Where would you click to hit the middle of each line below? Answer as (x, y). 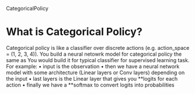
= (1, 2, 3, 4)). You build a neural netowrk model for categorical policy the (94, 54)
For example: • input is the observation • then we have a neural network (93, 66)
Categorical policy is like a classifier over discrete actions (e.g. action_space (98, 48)
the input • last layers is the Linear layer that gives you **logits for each (92, 78)
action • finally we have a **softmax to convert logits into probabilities (90, 85)
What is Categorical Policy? (74, 32)
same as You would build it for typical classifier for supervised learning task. (98, 60)
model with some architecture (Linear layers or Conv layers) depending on (95, 73)
